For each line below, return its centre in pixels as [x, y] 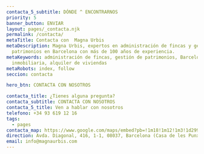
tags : [13, 119]
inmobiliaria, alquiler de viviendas [59, 63]
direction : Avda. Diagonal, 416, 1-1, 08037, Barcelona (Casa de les [96, 136]
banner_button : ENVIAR [35, 23]
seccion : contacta [29, 74]
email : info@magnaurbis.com [42, 142]
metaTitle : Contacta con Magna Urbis [55, 40]
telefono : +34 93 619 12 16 [42, 113]
